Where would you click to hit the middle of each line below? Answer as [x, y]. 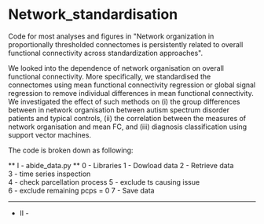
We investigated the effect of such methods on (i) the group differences [124, 101]
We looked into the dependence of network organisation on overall [116, 68]
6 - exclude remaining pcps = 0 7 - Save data [81, 190]
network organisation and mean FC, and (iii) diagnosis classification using [128, 127]
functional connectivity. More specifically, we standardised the [110, 76]
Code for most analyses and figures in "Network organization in [111, 36]
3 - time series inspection [49, 174]
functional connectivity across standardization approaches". [105, 53]
